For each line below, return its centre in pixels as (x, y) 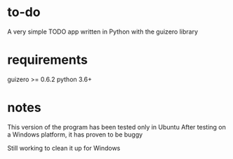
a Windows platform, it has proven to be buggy (75, 134)
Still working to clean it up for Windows (64, 148)
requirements (47, 60)
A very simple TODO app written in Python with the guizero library (103, 32)
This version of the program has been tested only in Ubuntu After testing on (116, 127)
